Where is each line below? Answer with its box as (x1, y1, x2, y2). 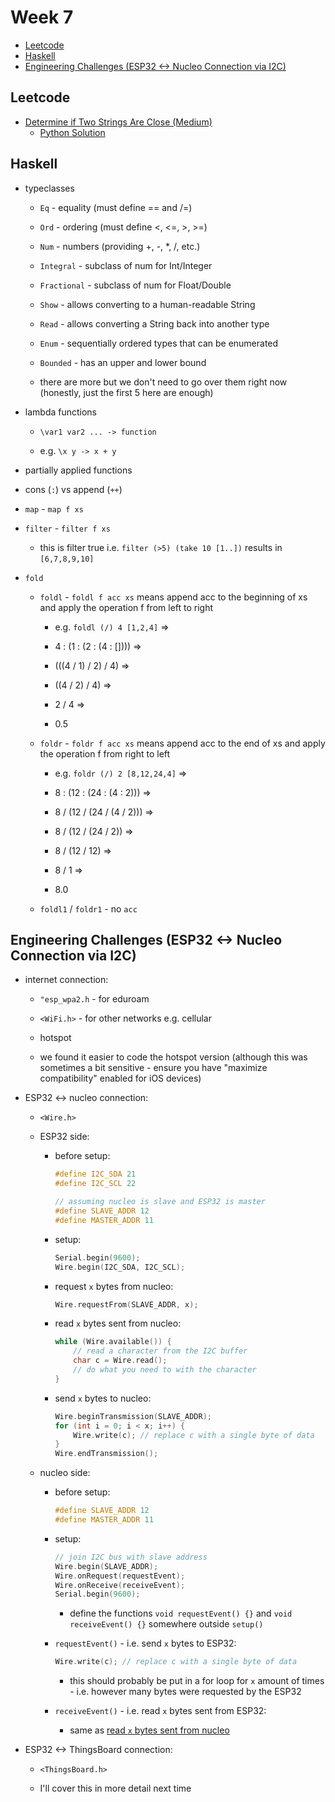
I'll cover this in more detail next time (39, 1782, 192, 1795)
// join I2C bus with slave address (54, 1552, 208, 1562)
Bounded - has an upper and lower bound (39, 356, 207, 368)
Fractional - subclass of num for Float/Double (39, 279, 232, 291)
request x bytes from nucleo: (54, 1280, 174, 1292)
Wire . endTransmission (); (54, 1449, 159, 1459)
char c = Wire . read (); (73, 1356, 168, 1366)
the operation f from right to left (39, 747, 171, 760)
